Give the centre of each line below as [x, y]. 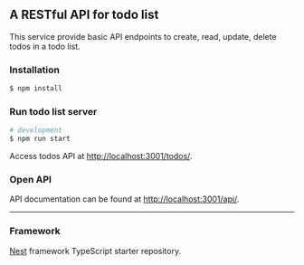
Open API [31, 179]
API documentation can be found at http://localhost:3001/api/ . [124, 199]
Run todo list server [53, 111]
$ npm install [36, 89]
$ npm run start [40, 139]
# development [36, 130]
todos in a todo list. [45, 46]
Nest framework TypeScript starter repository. [95, 251]
